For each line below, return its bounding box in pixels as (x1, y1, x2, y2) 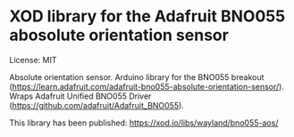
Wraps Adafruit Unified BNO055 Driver (9, 91, 152, 101)
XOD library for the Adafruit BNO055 (9, 6, 286, 27)
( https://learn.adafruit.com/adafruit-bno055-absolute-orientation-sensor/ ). (9, 81, 284, 92)
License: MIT (9, 54, 57, 65)
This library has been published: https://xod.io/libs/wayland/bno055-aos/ (9, 117, 279, 128)
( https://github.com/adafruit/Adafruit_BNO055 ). (9, 100, 185, 110)
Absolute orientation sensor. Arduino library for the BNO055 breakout (9, 71, 265, 82)
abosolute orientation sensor (9, 25, 230, 45)
